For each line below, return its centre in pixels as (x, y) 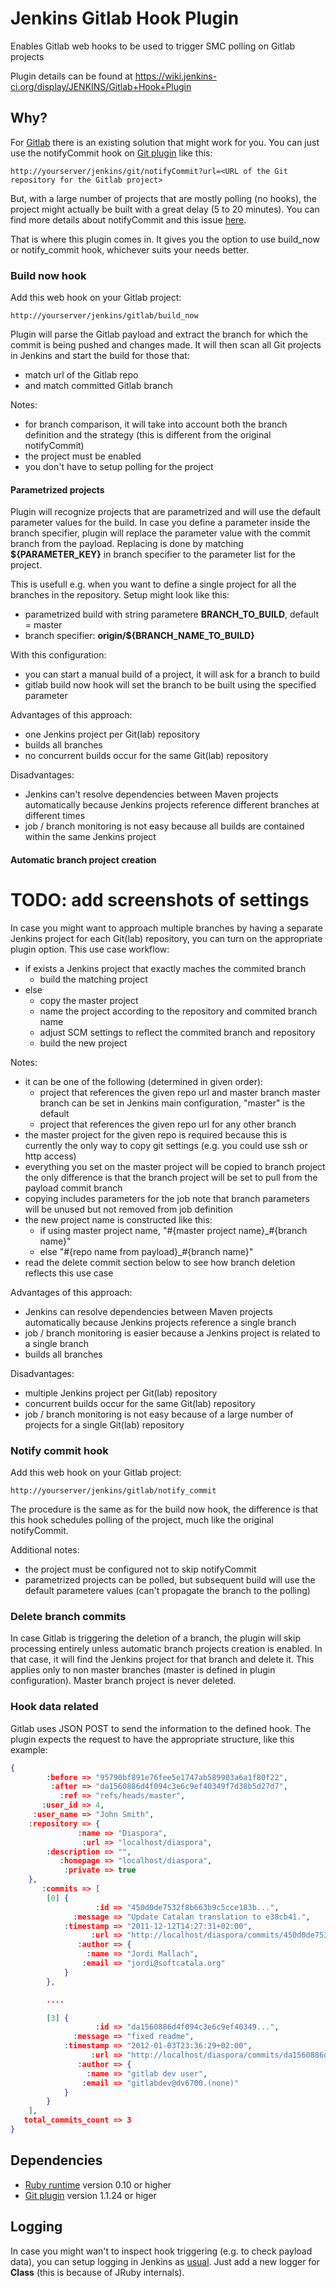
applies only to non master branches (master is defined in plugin (143, 1670)
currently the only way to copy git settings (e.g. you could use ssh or (166, 1145)
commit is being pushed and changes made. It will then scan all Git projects (166, 345)
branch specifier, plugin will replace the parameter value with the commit (160, 533)
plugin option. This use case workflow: (90, 949)
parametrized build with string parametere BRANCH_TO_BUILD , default (171, 614)
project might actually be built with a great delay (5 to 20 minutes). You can (165, 209)
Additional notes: (45, 1550)
